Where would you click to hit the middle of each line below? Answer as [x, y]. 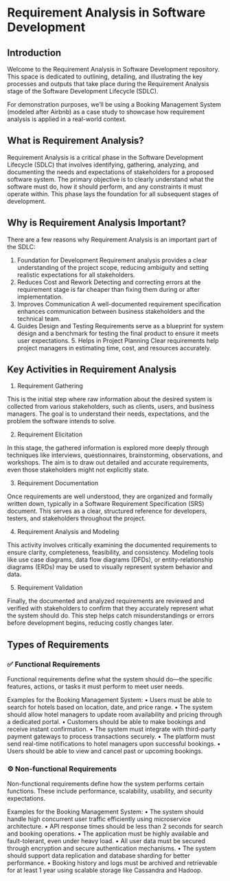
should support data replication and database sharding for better [99, 856]
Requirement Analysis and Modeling [68, 532]
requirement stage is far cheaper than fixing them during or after [108, 289]
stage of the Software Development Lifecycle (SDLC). [83, 91]
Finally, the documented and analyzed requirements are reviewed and [106, 601]
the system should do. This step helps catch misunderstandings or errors [111, 616]
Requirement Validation [50, 588]
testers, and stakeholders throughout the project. [77, 518]
